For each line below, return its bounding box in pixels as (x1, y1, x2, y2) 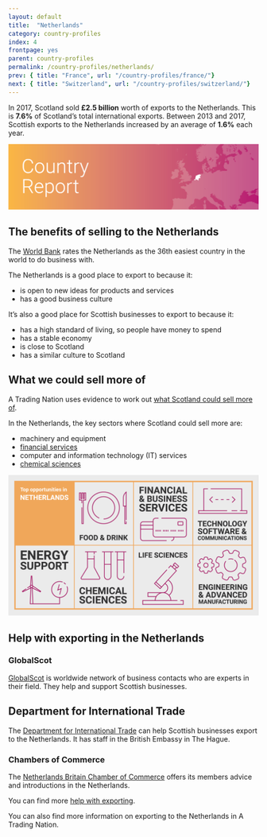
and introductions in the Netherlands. (8, 780, 130, 790)
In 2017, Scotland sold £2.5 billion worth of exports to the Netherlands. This (8, 103, 257, 112)
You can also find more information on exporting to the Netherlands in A (8, 811, 244, 820)
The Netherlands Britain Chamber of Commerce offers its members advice (8, 772, 253, 781)
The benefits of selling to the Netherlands (8, 225, 219, 238)
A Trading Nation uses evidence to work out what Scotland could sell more (8, 394, 253, 404)
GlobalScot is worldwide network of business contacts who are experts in (8, 672, 250, 683)
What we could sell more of (8, 374, 146, 387)
